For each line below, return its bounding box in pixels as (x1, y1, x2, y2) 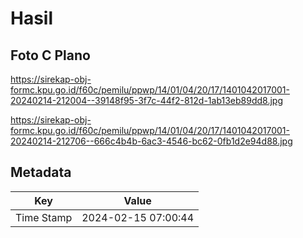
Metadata (10, 164, 72, 181)
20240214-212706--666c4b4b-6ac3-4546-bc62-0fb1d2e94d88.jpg (10, 135, 293, 147)
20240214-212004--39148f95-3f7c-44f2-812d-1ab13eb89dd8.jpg (10, 95, 283, 106)
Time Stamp (15, 210, 73, 224)
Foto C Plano (10, 47, 91, 64)
